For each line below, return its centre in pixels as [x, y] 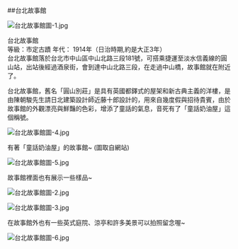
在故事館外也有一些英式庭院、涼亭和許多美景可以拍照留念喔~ [96, 222]
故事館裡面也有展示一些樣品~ [50, 178]
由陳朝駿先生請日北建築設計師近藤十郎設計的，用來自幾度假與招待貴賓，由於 [119, 100]
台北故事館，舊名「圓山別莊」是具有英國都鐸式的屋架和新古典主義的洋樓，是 [119, 91]
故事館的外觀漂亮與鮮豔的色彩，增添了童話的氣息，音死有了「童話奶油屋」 [116, 109]
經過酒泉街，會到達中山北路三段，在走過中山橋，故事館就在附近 [137, 67]
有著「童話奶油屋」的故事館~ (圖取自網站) [68, 147]
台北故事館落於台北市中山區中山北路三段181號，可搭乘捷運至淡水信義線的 [114, 58]
